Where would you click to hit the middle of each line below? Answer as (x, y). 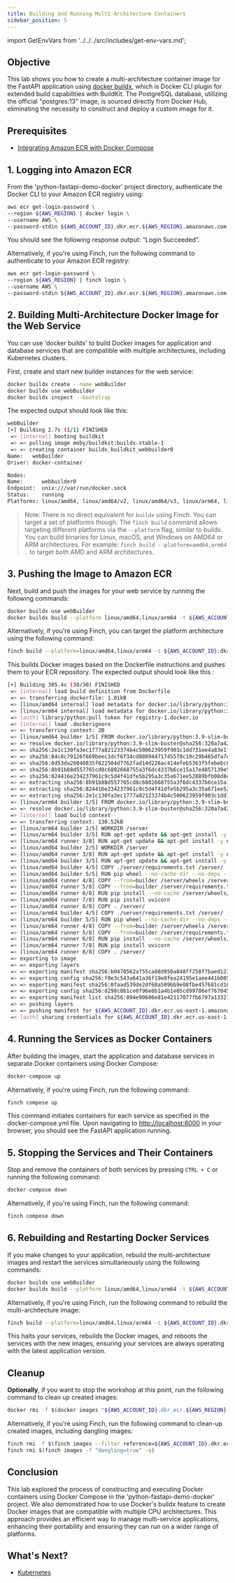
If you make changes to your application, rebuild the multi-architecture (109, 1254)
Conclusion (33, 1472)
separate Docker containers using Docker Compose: (83, 1063)
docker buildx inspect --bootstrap (59, 397)
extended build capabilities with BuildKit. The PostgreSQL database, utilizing (117, 94)
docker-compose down (37, 1190)
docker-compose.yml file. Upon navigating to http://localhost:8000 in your (114, 1123)
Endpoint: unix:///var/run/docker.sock (67, 488)
